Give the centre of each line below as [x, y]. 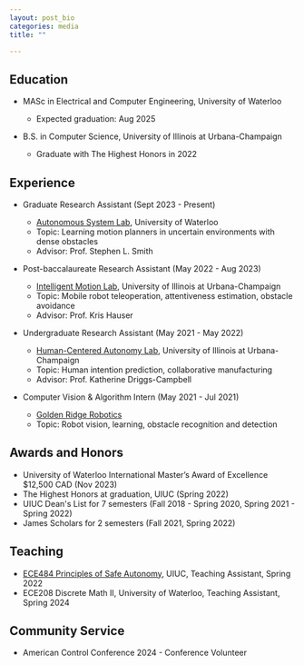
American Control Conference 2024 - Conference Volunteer [135, 653]
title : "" [28, 35]
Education [39, 79]
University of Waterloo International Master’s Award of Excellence [145, 474]
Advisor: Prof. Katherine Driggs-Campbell [114, 379]
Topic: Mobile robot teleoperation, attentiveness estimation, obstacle [164, 296]
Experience [42, 183]
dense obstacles [67, 241]
